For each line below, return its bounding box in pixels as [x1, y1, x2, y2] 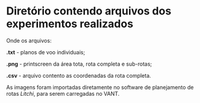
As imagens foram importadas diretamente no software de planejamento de [6, 83, 194, 91]
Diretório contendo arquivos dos [6, 4, 172, 18]
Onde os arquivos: [6, 37, 52, 44]
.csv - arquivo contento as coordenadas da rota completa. [6, 72, 152, 79]
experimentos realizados [6, 17, 134, 31]
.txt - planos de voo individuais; [6, 48, 86, 55]
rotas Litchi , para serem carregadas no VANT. [6, 90, 120, 97]
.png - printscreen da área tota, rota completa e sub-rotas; [6, 60, 152, 67]
